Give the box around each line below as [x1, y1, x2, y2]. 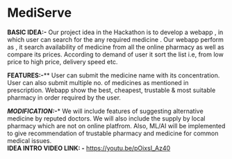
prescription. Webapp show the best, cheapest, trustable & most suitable [7, 86, 216, 94]
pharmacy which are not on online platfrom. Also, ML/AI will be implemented [7, 121, 226, 130]
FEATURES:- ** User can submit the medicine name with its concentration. [7, 71, 220, 79]
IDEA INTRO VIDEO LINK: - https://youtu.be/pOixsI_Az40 [7, 144, 171, 152]
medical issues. [7, 136, 52, 144]
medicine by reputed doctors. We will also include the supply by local [7, 114, 206, 123]
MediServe [7, 5, 72, 21]
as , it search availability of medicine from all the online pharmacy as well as [7, 43, 224, 51]
